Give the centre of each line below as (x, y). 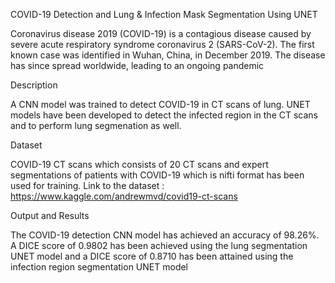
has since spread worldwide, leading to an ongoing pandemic (137, 65)
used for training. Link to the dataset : (87, 185)
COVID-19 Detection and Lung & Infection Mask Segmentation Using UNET (164, 14)
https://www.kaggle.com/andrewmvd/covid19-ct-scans (124, 196)
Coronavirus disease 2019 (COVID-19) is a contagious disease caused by (161, 33)
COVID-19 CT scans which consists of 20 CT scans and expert (139, 164)
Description (34, 85)
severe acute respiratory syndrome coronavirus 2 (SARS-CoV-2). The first (162, 44)
